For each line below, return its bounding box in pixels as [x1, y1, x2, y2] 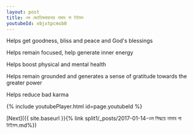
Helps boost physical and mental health [6, 61, 106, 68]
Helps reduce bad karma [6, 91, 69, 99]
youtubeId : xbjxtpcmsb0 [6, 20, 67, 26]
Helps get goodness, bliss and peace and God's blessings [6, 37, 153, 45]
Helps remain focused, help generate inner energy [6, 49, 134, 56]
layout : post [6, 9, 40, 15]
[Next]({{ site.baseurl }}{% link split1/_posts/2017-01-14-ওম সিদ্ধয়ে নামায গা [6, 114, 182, 122]
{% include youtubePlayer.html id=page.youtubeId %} [6, 103, 143, 110]
